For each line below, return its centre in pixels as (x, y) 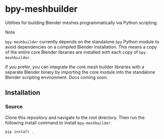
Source (14, 107)
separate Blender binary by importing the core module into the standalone (80, 72)
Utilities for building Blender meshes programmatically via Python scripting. (82, 23)
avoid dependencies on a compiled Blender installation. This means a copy (81, 47)
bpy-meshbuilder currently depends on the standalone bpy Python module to (82, 42)
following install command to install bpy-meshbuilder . (59, 123)
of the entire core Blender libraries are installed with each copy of (72, 52)
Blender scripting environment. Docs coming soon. (57, 77)
